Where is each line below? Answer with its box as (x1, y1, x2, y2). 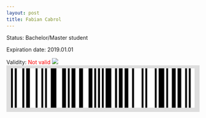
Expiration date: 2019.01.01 (6, 46, 74, 53)
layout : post (6, 10, 40, 16)
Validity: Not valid (6, 58, 51, 65)
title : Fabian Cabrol (6, 16, 62, 23)
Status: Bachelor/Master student (6, 34, 88, 41)
